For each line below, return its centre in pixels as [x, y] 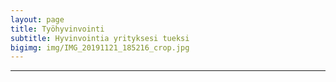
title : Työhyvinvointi [57, 29]
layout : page [37, 19]
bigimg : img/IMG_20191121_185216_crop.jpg [100, 47]
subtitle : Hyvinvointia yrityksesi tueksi [100, 38]
